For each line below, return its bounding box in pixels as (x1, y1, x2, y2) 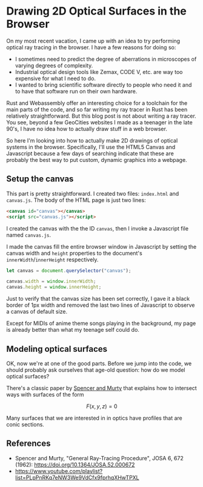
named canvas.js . (6, 231, 52, 238)
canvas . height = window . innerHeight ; (6, 284, 102, 291)
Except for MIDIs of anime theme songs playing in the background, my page (6, 320, 196, 327)
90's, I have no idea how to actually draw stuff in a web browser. (6, 125, 168, 132)
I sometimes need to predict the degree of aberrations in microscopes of (15, 55, 197, 62)
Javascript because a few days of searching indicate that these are (6, 150, 174, 157)
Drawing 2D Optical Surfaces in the (6, 4, 187, 18)
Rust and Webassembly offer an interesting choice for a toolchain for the (6, 99, 188, 107)
